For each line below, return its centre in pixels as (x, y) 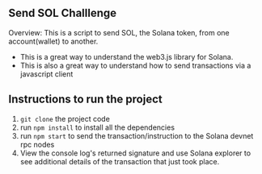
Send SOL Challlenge (63, 13)
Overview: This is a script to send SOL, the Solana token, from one (119, 32)
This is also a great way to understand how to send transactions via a (135, 65)
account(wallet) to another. (53, 41)
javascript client (46, 74)
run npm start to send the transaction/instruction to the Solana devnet (137, 135)
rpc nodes (37, 144)
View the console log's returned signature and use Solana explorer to (135, 153)
